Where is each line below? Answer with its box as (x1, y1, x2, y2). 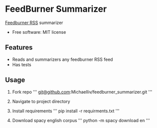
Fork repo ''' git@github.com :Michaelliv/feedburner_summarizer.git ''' (12, 89, 153, 95)
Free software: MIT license (12, 29, 66, 35)
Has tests (12, 61, 32, 67)
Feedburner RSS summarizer (5, 20, 64, 26)
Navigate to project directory (12, 98, 70, 104)
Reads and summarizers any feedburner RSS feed (12, 56, 113, 62)
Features (5, 43, 33, 52)
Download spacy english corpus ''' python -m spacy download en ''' (12, 117, 150, 123)
